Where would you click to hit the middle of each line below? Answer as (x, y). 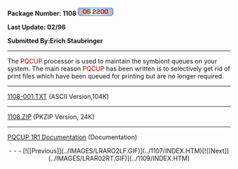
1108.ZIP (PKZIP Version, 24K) (51, 117)
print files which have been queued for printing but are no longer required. (116, 76)
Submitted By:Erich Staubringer (55, 41)
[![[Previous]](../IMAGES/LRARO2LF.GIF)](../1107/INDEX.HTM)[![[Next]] (126, 151)
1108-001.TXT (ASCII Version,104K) (58, 97)
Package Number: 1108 (42, 13)
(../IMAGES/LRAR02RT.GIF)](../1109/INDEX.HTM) (119, 158)
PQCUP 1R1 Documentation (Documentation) (72, 137)
